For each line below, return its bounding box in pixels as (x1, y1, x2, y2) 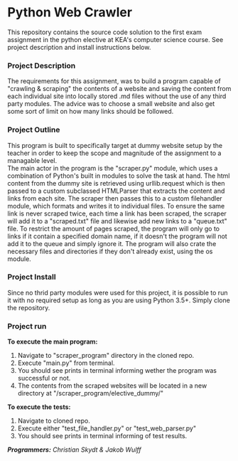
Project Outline (7, 125, 60, 135)
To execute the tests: (7, 403, 71, 411)
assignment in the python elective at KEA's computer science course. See (7, 35, 224, 43)
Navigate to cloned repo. (17, 417, 90, 425)
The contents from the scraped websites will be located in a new (17, 381, 207, 390)
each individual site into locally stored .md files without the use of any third (7, 92, 227, 100)
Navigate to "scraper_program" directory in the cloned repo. (17, 351, 195, 360)
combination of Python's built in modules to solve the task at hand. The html (7, 171, 230, 180)
